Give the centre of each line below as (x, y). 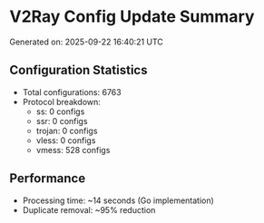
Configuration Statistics (78, 70)
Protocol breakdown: (62, 102)
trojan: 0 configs (67, 131)
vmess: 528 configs (73, 150)
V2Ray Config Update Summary (132, 17)
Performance (48, 179)
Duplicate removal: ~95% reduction (89, 209)
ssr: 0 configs (62, 121)
